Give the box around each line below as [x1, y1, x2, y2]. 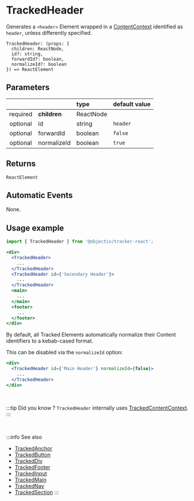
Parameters [6, 83, 50, 93]
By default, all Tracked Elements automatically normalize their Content [6, 331, 176, 338]
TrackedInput [14, 470, 47, 477]
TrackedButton [14, 451, 51, 458]
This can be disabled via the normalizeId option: [6, 349, 123, 356]
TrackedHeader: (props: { [6, 41, 69, 47]
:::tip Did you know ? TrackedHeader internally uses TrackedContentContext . [6, 404, 189, 411]
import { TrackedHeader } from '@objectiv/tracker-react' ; [6, 239, 154, 245]
